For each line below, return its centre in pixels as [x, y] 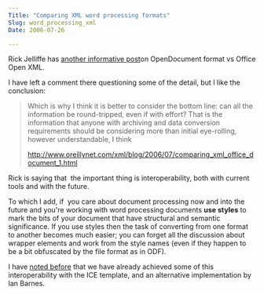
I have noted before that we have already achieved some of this [111, 267]
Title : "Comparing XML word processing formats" [89, 15]
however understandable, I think [79, 140]
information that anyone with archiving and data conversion [124, 123]
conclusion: [27, 91]
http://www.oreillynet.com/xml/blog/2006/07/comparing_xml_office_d [140, 154]
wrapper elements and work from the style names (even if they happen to [127, 243]
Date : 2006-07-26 [37, 30]
